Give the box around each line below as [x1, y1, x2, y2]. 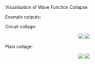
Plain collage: [5, 43, 33, 49]
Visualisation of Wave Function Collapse [5, 4, 88, 10]
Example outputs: [5, 14, 41, 19]
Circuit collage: [5, 23, 36, 29]
